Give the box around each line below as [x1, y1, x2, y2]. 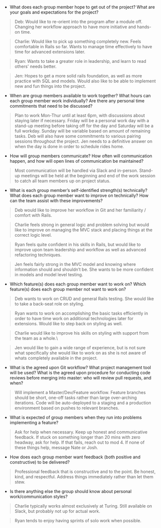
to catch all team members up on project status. [14, 178, 111, 184]
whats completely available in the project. [14, 355, 98, 361]
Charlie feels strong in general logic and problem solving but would [14, 222, 149, 227]
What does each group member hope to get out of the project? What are [9, 4, 155, 10]
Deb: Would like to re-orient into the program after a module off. [14, 19, 143, 24]
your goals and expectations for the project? [9, 9, 99, 15]
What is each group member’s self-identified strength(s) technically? [9, 188, 147, 193]
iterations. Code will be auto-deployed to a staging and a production [14, 400, 152, 406]
